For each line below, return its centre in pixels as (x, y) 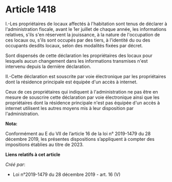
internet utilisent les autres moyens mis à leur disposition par (70, 108)
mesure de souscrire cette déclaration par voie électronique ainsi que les (82, 97)
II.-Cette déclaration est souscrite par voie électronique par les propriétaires (86, 76)
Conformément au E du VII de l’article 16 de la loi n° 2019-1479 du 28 (78, 133)
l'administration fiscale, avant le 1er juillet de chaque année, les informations (86, 29)
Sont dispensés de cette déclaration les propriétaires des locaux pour (79, 56)
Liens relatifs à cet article (33, 154)
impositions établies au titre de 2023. (44, 144)
